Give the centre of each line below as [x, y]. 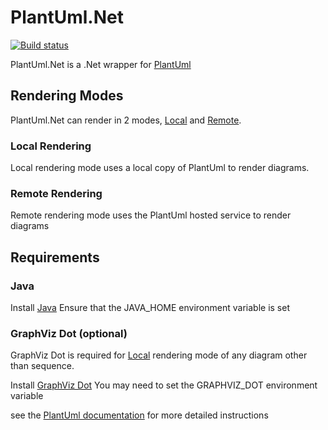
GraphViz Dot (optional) [69, 333]
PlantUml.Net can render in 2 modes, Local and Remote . [126, 120]
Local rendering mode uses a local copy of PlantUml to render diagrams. [160, 168]
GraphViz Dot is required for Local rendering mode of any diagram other [159, 355]
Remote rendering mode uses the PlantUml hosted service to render [151, 215]
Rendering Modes [67, 96]
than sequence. [42, 366]
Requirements [55, 257]
